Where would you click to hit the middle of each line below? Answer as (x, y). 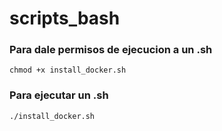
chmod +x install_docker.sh (68, 70)
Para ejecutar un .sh (59, 95)
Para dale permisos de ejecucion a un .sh (111, 50)
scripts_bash (65, 18)
